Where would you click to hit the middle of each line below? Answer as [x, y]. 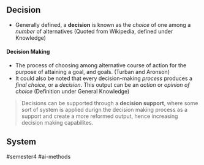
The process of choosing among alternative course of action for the [101, 65]
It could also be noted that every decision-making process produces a [104, 78]
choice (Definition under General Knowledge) [72, 92]
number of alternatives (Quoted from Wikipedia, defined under [94, 31]
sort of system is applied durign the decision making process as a [104, 110]
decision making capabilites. [57, 123]
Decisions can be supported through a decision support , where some [110, 103]
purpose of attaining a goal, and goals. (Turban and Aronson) [93, 72]
